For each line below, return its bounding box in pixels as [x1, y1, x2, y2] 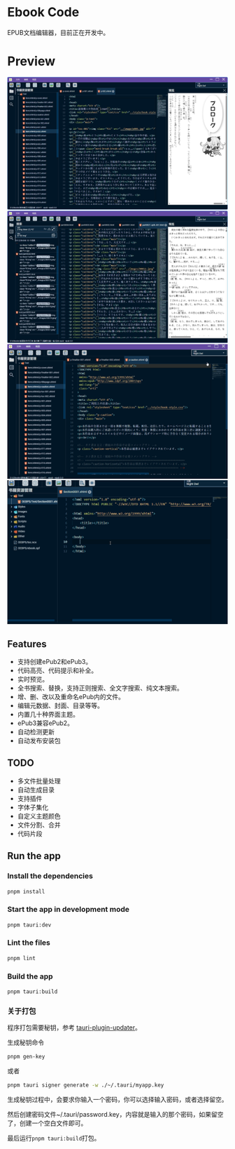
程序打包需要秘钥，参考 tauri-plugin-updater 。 [7, 1023, 142, 1032]
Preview [7, 53, 56, 69]
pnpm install [7, 888, 45, 895]
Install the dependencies [7, 871, 93, 881]
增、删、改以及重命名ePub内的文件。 [17, 693, 124, 701]
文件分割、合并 [17, 821, 61, 829]
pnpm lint [7, 955, 36, 962]
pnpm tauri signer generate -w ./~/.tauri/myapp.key [7, 1082, 164, 1089]
